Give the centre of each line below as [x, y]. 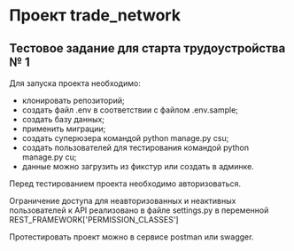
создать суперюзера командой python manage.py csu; [125, 138]
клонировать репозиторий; [73, 100]
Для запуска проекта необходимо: [75, 83]
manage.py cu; [49, 157]
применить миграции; [64, 129]
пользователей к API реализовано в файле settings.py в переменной [139, 210]
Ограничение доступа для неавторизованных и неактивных [123, 201]
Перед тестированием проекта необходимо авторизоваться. [125, 184]
